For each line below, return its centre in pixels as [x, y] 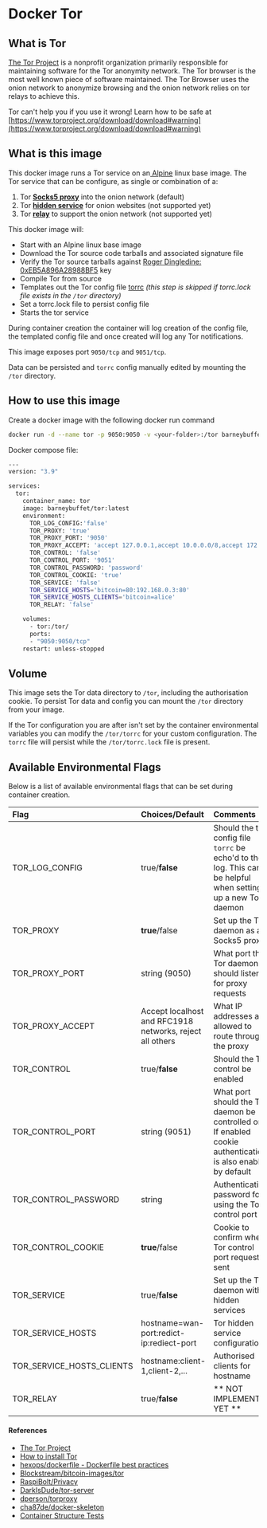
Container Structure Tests [62, 1516]
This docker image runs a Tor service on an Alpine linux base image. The [128, 173]
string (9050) [166, 973]
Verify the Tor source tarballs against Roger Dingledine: [110, 261]
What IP [228, 1007]
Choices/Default [172, 815]
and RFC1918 [167, 1021]
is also [225, 1162]
